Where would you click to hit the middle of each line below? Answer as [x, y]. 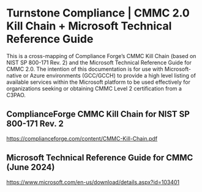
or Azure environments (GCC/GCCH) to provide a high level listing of [109, 75]
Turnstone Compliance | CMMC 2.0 [98, 13]
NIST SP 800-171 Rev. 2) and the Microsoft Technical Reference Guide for [99, 62]
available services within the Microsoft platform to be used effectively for [99, 82]
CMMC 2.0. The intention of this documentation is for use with [85, 69]
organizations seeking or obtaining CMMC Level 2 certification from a [94, 88]
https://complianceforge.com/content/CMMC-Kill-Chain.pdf [82, 138]
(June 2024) [31, 167]
